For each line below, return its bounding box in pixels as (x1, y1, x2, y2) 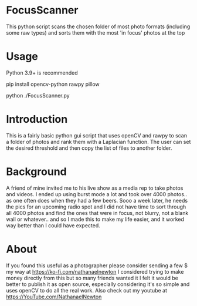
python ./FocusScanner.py (6, 92, 70, 99)
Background (6, 165, 67, 178)
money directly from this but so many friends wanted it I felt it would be (6, 274, 179, 281)
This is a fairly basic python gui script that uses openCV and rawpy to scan (6, 132, 188, 139)
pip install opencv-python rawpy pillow (6, 80, 100, 88)
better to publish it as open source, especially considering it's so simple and (6, 280, 190, 288)
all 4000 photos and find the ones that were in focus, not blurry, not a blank (6, 209, 189, 216)
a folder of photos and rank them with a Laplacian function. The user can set (6, 138, 191, 145)
